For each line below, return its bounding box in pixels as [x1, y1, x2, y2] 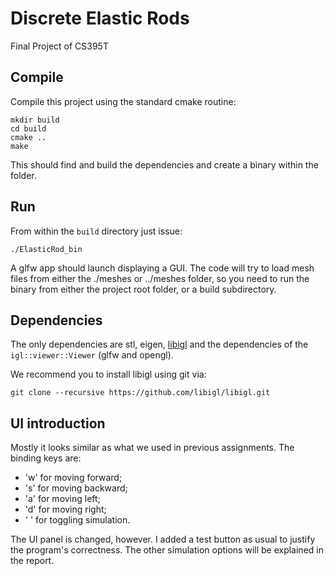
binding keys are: [10, 452, 82, 464]
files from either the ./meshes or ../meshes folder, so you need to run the [10, 272, 310, 284]
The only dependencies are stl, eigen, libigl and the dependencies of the [10, 338, 309, 351]
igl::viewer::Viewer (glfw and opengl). [10, 349, 174, 361]
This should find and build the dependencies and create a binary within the [10, 158, 319, 171]
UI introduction [10, 415, 106, 432]
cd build [10, 123, 47, 134]
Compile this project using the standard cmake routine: [10, 95, 237, 107]
